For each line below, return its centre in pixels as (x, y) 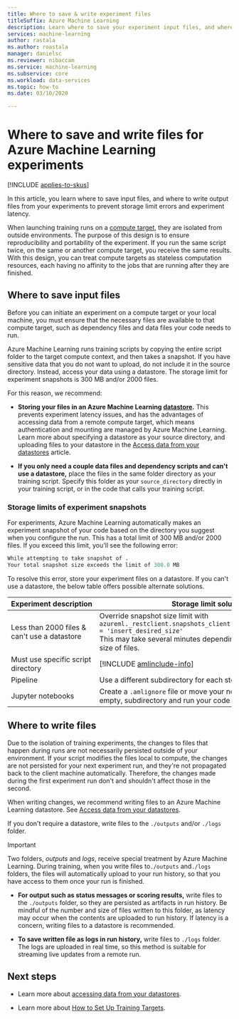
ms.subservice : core (38, 73)
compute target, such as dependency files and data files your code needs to (119, 328)
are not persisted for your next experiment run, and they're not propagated (117, 765)
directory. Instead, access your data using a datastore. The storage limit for (118, 372)
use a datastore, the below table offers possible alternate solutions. (106, 586)
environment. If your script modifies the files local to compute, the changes (117, 758)
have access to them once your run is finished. (76, 881)
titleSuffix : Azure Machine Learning (63, 21)
